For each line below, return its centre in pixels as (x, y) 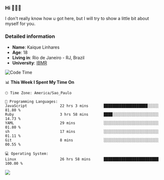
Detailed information (30, 36)
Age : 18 (20, 52)
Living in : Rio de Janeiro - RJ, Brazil (48, 57)
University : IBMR (30, 63)
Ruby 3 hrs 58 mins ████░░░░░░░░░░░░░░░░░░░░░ (82, 114)
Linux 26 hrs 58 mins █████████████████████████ (82, 159)
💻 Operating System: (27, 154)
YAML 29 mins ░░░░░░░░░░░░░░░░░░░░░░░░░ (82, 123)
